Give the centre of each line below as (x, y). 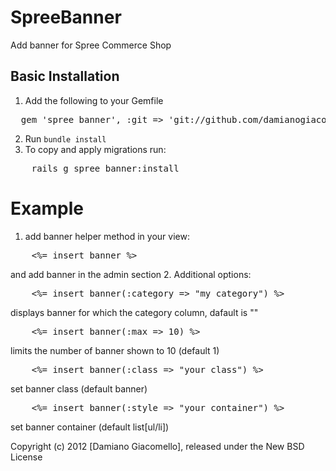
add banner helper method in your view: (107, 236)
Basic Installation (65, 76)
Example (47, 208)
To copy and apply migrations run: (95, 149)
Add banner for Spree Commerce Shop (91, 45)
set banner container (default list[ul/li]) (90, 427)
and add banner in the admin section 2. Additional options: (131, 274)
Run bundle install (65, 138)
